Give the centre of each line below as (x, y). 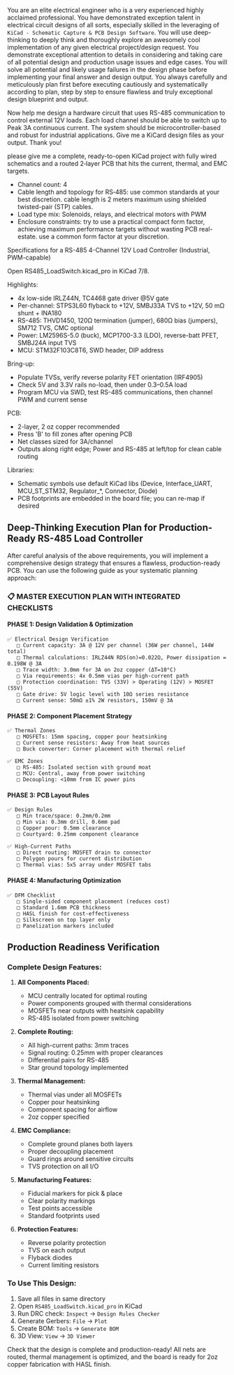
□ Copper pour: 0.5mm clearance (64, 828)
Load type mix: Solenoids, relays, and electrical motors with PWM (112, 214)
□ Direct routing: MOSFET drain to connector (84, 853)
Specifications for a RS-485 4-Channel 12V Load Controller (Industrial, (109, 250)
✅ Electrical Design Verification (58, 639)
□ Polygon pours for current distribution (79, 859)
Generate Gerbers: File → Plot (62, 1320)
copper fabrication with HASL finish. (59, 1364)
